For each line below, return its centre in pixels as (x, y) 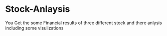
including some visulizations (34, 28)
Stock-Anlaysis (38, 9)
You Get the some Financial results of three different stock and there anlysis (83, 23)
